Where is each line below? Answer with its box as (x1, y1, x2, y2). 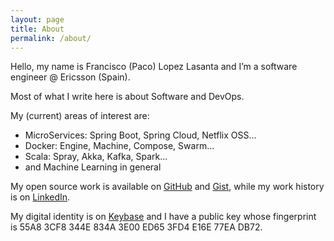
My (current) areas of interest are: (10, 110, 150, 122)
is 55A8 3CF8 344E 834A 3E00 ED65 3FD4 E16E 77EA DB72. (10, 221, 263, 233)
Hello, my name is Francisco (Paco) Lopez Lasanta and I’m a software (10, 61, 298, 73)
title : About (10, 24, 65, 34)
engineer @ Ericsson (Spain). (10, 71, 131, 83)
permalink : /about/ (10, 33, 92, 43)
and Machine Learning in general (24, 161, 162, 173)
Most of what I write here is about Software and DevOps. (10, 91, 245, 103)
